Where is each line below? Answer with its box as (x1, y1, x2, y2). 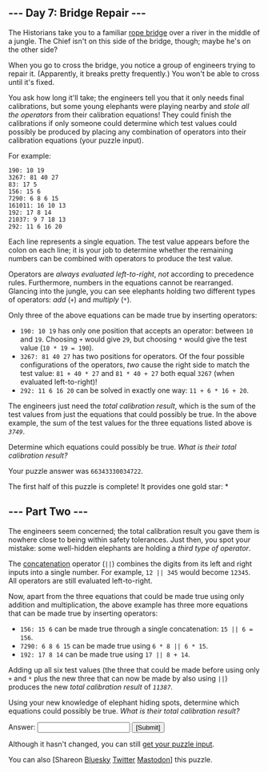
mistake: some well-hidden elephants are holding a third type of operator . (8, 543, 251, 552)
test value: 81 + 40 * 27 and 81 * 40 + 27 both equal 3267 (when (19, 368, 234, 378)
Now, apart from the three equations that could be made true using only (8, 591, 245, 600)
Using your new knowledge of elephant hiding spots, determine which (8, 697, 239, 707)
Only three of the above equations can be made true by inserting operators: (8, 310, 258, 320)
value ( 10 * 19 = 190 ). (19, 342, 94, 352)
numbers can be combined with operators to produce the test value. (8, 253, 234, 263)
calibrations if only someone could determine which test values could (8, 118, 238, 127)
